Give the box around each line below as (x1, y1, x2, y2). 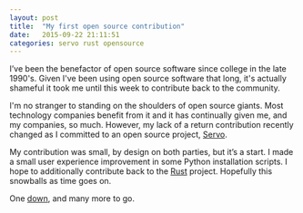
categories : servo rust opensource (9, 38, 145, 48)
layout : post (9, 13, 59, 23)
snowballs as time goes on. (9, 176, 112, 187)
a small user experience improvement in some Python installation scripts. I (9, 156, 288, 168)
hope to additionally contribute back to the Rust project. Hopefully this (9, 166, 273, 177)
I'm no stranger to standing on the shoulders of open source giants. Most (9, 101, 284, 111)
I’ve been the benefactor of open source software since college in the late (9, 63, 287, 74)
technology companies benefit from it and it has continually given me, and (9, 110, 288, 121)
